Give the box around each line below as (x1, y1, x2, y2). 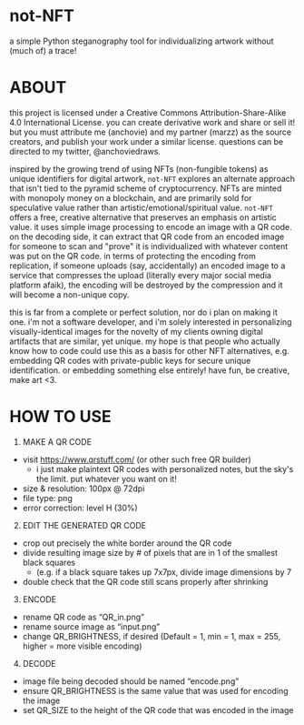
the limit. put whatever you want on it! (35, 473, 177, 484)
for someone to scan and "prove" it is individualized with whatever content (9, 240, 289, 251)
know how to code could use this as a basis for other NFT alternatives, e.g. (9, 345, 290, 356)
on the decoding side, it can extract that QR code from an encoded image (9, 231, 285, 242)
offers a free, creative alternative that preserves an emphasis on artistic (9, 211, 277, 223)
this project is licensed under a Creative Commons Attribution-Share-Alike (9, 106, 287, 118)
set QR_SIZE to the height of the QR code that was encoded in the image (22, 704, 294, 715)
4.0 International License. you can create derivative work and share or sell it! (9, 116, 296, 127)
